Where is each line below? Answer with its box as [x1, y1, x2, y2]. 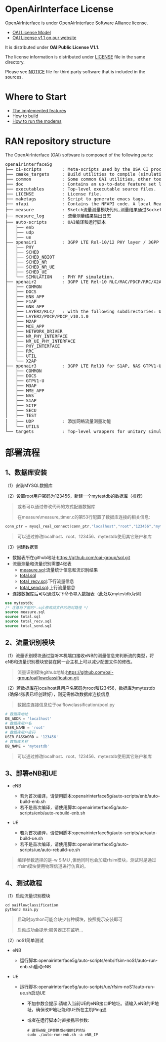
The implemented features [12, 107, 67, 113]
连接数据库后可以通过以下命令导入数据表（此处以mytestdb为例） [12, 590, 144, 597]
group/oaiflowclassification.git [17, 674, 79, 681]
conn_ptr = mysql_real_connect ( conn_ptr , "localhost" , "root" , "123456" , [5, 523, 154, 529]
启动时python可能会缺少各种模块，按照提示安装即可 [17, 916, 123, 922]
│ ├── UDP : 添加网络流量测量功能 [5, 418, 111, 424]
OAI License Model [12, 29, 51, 35]
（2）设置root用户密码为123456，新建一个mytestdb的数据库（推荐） [5, 493, 146, 499]
